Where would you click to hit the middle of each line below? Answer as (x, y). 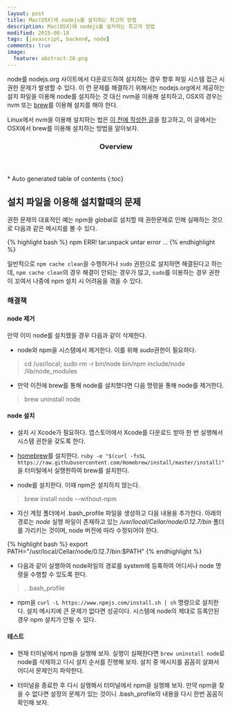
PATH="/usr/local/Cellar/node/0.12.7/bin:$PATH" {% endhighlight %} (105, 551)
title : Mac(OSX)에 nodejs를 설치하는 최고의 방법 (72, 20)
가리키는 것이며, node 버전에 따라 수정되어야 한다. (91, 530)
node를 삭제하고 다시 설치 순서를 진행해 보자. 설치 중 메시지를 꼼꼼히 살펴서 (118, 662)
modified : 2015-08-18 (38, 33)
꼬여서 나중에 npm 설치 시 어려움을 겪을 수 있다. (78, 281)
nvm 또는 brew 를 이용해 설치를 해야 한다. (63, 105)
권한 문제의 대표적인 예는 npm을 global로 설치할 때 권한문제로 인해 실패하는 (109, 220)
